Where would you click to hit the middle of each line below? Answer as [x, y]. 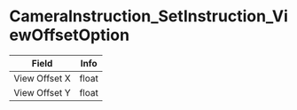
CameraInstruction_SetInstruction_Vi [148, 16]
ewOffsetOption [70, 35]
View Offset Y [42, 92]
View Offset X [42, 78]
